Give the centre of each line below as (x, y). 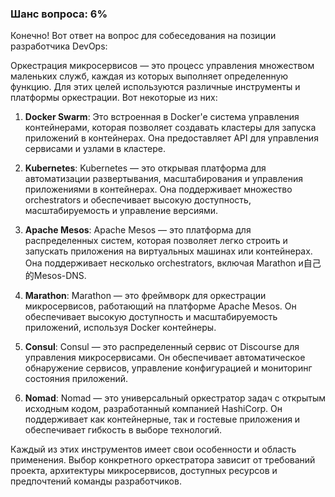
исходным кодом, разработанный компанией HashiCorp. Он (153, 409)
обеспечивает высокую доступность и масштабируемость (151, 317)
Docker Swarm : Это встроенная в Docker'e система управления (162, 117)
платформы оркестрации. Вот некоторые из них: (114, 98)
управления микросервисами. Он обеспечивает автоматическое (165, 358)
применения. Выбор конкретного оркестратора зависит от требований (163, 460)
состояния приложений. (76, 379)
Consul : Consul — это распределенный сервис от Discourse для (162, 347)
